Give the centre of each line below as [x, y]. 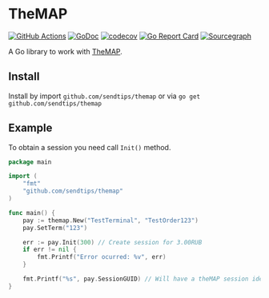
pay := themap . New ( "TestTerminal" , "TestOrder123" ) [110, 221]
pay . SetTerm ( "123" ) [55, 228]
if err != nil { [50, 250]
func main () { [32, 213]
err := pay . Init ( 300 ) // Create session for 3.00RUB [112, 242]
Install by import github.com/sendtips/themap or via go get [104, 96]
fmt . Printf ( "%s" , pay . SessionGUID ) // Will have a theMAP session [136, 279]
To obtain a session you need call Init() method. [90, 147]
